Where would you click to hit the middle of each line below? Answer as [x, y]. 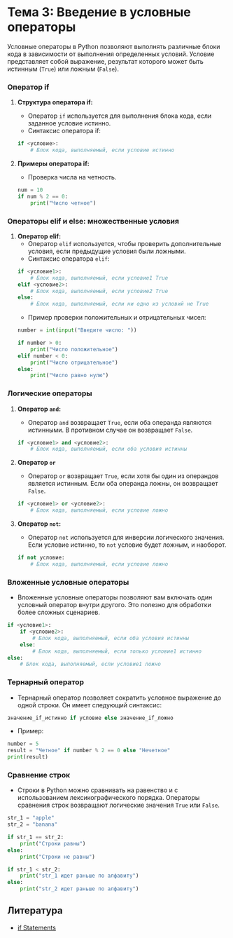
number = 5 [23, 744]
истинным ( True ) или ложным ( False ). [63, 69]
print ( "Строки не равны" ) [58, 857]
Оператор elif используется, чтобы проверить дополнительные [125, 243]
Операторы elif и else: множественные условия [93, 221]
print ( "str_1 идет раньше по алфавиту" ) [79, 876]
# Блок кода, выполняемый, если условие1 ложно [90, 664]
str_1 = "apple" [31, 818]
